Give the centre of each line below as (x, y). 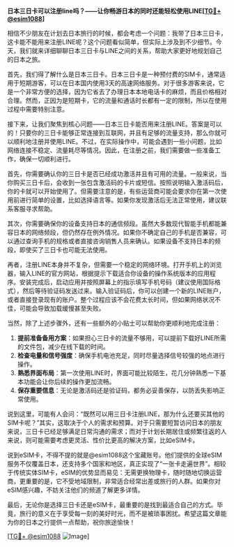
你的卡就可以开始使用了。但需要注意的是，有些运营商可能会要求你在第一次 (114, 191)
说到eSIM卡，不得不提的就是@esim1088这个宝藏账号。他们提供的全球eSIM (115, 455)
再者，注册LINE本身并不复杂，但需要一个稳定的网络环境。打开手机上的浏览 (115, 264)
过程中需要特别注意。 (38, 109)
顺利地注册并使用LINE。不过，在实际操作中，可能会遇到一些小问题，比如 (117, 141)
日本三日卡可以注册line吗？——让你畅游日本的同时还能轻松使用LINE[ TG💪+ (114, 11)
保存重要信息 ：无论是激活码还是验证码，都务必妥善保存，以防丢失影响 (118, 390)
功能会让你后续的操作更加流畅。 (69, 381)
